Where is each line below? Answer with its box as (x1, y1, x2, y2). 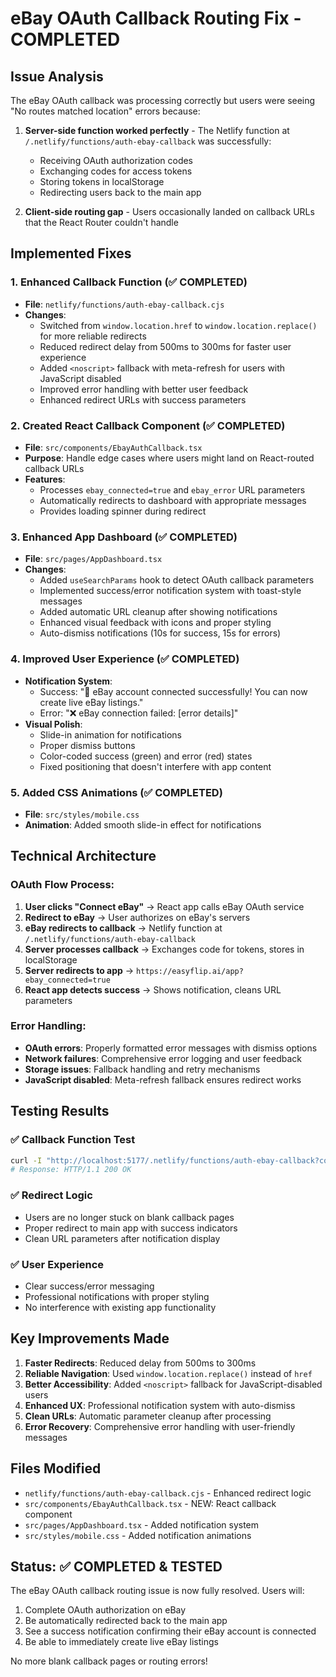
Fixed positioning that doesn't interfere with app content (39, 760, 272, 772)
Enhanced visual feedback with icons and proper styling (39, 617, 272, 629)
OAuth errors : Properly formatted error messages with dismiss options (24, 1042, 318, 1054)
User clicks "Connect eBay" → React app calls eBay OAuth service (24, 900, 305, 912)
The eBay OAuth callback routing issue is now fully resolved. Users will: (10, 1585, 305, 1597)
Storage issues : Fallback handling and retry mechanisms (24, 1063, 261, 1075)
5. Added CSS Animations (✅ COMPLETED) (10, 785, 223, 799)
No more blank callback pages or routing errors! (10, 1655, 208, 1667)
